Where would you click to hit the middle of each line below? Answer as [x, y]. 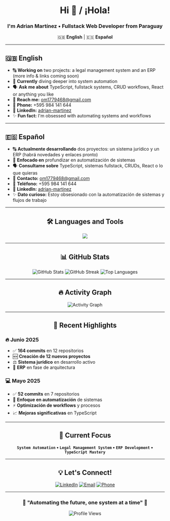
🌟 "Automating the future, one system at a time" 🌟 [85, 503]
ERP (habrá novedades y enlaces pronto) [55, 155]
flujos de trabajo [30, 200]
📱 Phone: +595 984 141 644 [42, 105]
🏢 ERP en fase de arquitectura [44, 367]
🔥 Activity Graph [85, 293]
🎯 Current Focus [85, 435]
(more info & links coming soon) [46, 76]
